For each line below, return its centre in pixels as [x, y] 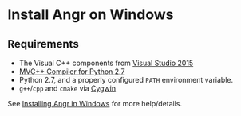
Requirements [43, 44]
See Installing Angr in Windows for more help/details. [95, 104]
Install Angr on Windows [91, 15]
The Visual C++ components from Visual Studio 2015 [106, 63]
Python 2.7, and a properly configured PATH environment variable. [126, 80]
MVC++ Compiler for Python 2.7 [72, 72]
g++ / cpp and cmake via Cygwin [67, 88]
